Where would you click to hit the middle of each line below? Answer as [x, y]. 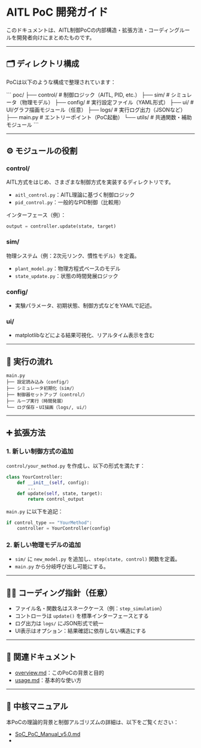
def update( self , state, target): [60, 494]
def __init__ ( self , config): [53, 483]
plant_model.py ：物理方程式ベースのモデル [68, 268]
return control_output [56, 499]
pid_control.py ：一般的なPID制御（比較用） [69, 202]
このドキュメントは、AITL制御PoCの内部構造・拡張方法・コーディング [93, 30]
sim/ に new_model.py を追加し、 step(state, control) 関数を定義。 [98, 559]
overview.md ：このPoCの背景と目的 [60, 673]
